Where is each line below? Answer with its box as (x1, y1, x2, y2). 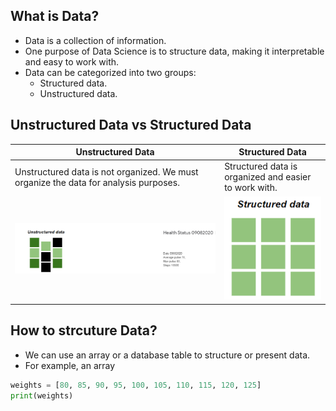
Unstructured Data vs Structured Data (10, 117, 252, 134)
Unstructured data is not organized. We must (14, 165, 199, 178)
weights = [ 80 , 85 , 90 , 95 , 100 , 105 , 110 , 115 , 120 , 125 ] (10, 380, 262, 390)
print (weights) (10, 390, 74, 401)
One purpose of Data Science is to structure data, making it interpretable (24, 45, 325, 57)
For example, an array (24, 359, 116, 371)
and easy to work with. (24, 55, 120, 68)
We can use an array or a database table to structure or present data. (24, 349, 311, 361)
